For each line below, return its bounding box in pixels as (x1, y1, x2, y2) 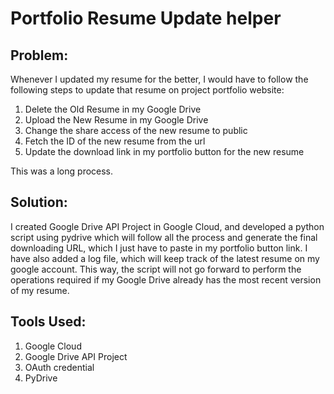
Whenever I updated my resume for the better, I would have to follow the (10, 73, 309, 85)
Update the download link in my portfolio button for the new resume (24, 146, 305, 157)
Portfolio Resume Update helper (10, 7, 282, 30)
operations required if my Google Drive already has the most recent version (10, 273, 322, 286)
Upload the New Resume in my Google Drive (24, 114, 209, 126)
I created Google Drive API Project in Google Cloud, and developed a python (10, 220, 325, 232)
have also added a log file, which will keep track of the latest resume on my (10, 252, 320, 264)
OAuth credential (24, 361, 95, 373)
